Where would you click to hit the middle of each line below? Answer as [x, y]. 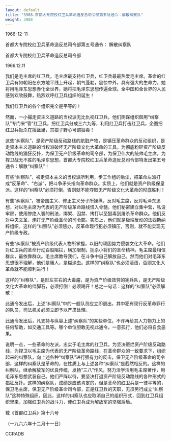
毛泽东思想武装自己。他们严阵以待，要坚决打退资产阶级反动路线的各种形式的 [85, 377]
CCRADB [15, 434]
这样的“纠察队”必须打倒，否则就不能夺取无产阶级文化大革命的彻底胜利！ [90, 190]
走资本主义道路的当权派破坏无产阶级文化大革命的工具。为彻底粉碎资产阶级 [83, 147]
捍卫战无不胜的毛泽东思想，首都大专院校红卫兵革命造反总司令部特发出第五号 [85, 160]
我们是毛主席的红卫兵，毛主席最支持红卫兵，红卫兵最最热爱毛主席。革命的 [83, 76]
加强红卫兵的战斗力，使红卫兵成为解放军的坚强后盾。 [79, 402]
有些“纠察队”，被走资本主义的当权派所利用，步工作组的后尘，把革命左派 [81, 177]
